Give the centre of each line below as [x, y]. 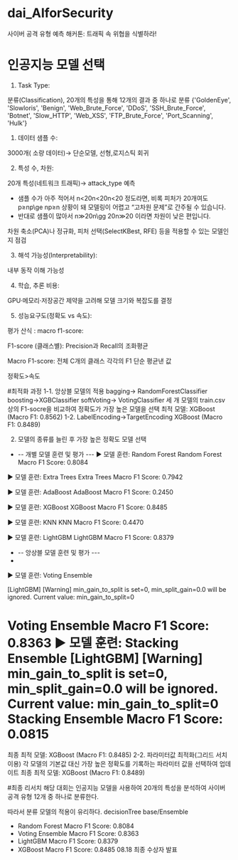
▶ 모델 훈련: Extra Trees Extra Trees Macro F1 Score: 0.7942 [95, 477]
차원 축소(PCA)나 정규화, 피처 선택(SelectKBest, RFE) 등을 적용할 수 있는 [109, 231]
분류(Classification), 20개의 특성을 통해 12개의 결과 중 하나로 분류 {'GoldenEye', [119, 100]
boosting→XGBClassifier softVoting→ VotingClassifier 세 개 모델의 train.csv [117, 400]
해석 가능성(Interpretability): [58, 255]
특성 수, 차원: [36, 168]
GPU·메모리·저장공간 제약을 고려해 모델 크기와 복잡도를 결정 [90, 300]
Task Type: [34, 85]
